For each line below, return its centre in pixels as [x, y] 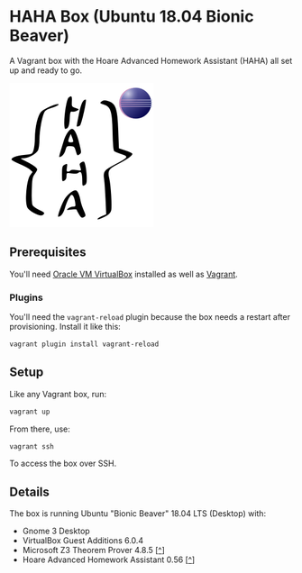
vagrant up [30, 412]
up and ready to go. [46, 70]
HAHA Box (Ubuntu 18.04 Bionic [132, 17]
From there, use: [40, 429]
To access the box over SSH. [63, 464]
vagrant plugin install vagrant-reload [84, 344]
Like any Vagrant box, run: [58, 394]
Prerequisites [48, 253]
